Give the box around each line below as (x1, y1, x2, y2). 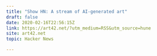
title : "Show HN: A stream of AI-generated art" (6, 8, 128, 15)
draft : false (6, 14, 38, 20)
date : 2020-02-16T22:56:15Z (6, 19, 75, 25)
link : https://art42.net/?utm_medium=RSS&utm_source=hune (6, 25, 151, 31)
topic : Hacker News (6, 36, 54, 42)
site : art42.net (6, 31, 46, 37)
